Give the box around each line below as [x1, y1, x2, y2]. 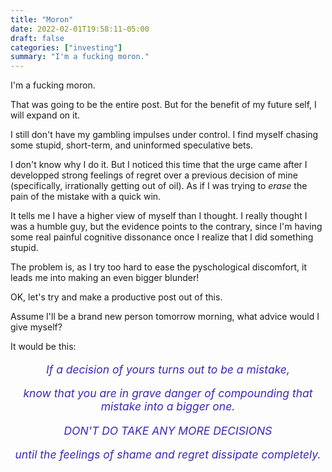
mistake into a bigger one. [100, 399, 236, 414]
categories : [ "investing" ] [10, 42, 123, 53]
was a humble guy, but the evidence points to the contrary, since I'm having [10, 221, 323, 233]
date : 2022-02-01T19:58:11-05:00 [10, 24, 150, 34]
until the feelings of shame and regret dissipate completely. [14, 447, 322, 462]
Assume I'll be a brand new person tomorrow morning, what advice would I [10, 311, 320, 323]
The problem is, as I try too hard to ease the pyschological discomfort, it [10, 261, 307, 273]
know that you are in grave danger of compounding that [23, 386, 313, 401]
